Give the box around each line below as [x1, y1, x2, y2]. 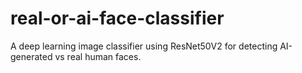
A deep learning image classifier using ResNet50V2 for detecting [10, 40, 278, 52]
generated [10, 50, 53, 62]
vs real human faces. [54, 50, 142, 62]
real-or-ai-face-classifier [10, 7, 225, 30]
